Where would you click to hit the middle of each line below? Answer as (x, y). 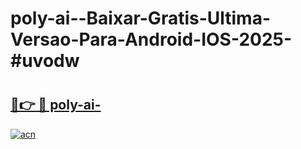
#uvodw (45, 61)
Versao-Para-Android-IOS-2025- (151, 39)
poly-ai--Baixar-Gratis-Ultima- (141, 18)
